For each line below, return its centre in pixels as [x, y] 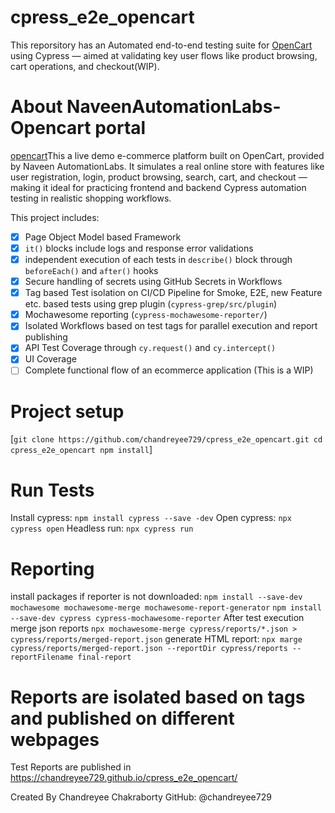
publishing [46, 337]
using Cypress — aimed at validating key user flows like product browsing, [164, 55]
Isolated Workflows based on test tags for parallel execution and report [171, 326]
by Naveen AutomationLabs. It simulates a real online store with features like [167, 166]
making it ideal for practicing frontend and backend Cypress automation [158, 187]
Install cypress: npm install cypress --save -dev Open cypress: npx [151, 518]
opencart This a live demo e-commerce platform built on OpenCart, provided [167, 155]
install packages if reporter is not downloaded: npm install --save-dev [156, 597]
